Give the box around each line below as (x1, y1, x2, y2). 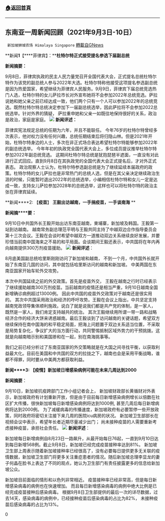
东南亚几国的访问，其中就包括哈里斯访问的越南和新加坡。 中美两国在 (13, 261, 153, 267)
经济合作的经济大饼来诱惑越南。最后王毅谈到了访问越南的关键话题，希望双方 (5, 315, 160, 321)
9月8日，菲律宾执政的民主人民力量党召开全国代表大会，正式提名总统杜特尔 (5, 74, 157, 79)
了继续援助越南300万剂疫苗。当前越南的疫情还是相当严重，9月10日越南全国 (5, 285, 158, 291)
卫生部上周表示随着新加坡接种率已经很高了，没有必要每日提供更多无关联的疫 (5, 448, 160, 454)
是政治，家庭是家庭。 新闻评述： (5, 117, 77, 123)
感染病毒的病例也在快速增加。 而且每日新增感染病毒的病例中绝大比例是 (9, 483, 153, 489)
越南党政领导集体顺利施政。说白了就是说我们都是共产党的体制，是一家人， (5, 303, 156, 309)
